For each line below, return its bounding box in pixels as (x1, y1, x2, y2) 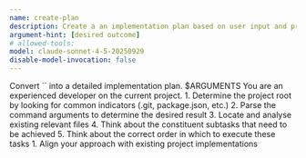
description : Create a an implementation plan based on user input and (9, 22, 287, 31)
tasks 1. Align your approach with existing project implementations (9, 138, 258, 149)
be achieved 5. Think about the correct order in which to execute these (9, 129, 276, 139)
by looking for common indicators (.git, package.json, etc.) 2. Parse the (9, 100, 276, 110)
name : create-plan (9, 13, 79, 23)
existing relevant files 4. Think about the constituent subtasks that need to (9, 119, 288, 130)
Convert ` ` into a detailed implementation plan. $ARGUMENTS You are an (9, 81, 284, 91)
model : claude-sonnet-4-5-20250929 (9, 47, 145, 56)
